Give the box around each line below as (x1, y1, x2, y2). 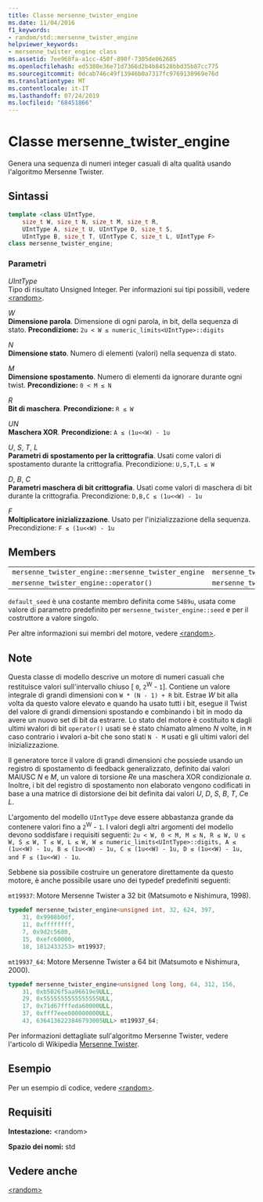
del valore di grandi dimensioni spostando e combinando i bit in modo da (8, 707, 243, 716)
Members (8, 545, 56, 559)
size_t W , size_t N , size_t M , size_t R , (22, 217, 159, 226)
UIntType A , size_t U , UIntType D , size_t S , (22, 225, 174, 233)
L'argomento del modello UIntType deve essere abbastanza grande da (8, 812, 234, 821)
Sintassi (8, 190, 49, 203)
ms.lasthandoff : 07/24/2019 (8, 92, 100, 100)
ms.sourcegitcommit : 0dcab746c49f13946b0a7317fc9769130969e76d (8, 70, 219, 78)
